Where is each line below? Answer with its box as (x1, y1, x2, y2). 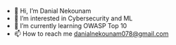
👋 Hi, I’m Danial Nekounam (13, 7, 92, 15)
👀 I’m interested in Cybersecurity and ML (13, 14, 133, 22)
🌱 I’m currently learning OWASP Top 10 (13, 22, 127, 30)
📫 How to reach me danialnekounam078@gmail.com (13, 30, 169, 38)
